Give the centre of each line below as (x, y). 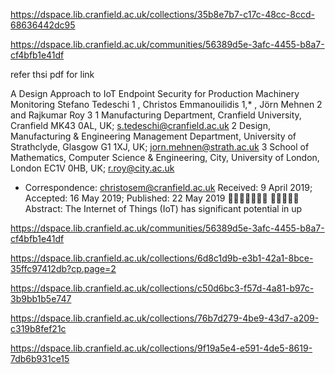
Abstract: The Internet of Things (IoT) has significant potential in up (163, 208)
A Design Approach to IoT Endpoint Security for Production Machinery (155, 93)
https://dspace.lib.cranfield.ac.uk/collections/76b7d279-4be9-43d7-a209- (165, 318)
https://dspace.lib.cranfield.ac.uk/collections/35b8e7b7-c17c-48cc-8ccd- (162, 14)
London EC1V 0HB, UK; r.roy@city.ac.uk (92, 168)
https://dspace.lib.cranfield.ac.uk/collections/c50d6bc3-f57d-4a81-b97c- (162, 288)
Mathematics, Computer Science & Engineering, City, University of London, (165, 157)
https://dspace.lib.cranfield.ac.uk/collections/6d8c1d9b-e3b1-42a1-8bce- (162, 258)
